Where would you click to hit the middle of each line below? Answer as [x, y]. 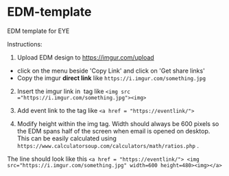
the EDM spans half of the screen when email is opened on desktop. [113, 131]
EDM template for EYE [38, 31]
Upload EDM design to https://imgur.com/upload [85, 57]
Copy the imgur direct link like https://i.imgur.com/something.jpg [111, 78]
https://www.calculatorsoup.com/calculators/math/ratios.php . [108, 145]
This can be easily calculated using [67, 138]
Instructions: [25, 44]
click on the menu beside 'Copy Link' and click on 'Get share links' [111, 71]
